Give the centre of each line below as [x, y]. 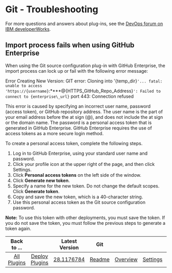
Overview [126, 259]
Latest [69, 241]
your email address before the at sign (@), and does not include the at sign [84, 117]
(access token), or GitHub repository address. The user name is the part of [84, 112]
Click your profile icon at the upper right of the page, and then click [84, 164]
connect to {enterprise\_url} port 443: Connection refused [70, 96]
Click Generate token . [36, 191]
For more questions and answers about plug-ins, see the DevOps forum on [84, 24]
